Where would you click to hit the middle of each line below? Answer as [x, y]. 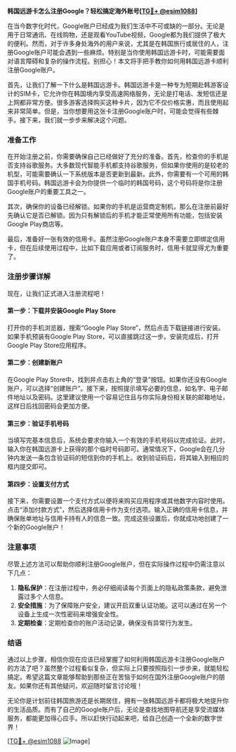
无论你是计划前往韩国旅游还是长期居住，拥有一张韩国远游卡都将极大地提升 [115, 701]
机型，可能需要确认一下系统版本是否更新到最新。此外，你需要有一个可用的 [115, 174]
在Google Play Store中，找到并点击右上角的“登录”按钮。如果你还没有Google [117, 380]
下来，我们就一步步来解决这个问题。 [78, 120]
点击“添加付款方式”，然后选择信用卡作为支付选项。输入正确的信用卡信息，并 [118, 510]
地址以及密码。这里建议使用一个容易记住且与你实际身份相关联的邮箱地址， [121, 397]
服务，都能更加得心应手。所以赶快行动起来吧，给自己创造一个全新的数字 [112, 718]
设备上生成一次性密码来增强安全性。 [70, 614]
